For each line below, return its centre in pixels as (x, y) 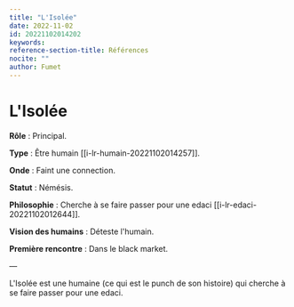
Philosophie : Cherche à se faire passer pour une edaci (111, 205)
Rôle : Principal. (38, 135)
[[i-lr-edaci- (235, 205)
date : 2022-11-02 (41, 26)
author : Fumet (36, 68)
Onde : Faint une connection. (62, 170)
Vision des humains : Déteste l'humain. (82, 231)
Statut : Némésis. (41, 187)
